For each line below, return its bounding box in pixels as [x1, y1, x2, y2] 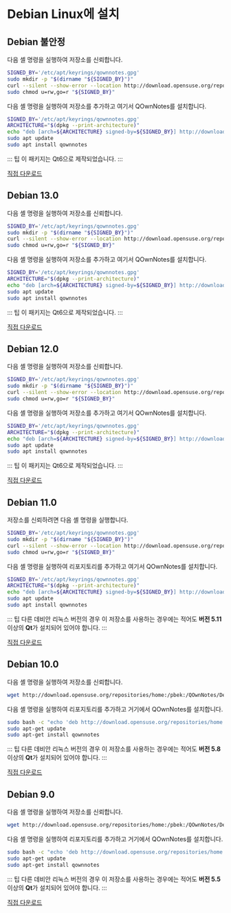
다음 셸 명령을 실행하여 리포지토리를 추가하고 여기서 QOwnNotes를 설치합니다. [7, 562, 218, 570]
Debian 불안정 [7, 36, 65, 48]
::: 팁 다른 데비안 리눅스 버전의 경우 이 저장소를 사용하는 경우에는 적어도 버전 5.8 [7, 745, 221, 753]
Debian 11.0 [7, 496, 57, 508]
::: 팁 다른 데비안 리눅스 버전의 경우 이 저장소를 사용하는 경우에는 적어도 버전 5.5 [7, 874, 221, 883]
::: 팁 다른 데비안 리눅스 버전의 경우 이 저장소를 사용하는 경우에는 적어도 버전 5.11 [7, 615, 222, 623]
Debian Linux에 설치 [7, 6, 120, 22]
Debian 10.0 [7, 658, 60, 670]
